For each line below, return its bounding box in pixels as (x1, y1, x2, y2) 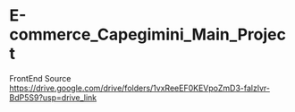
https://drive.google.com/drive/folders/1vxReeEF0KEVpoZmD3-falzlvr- (9, 82, 271, 93)
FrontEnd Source (9, 73, 72, 83)
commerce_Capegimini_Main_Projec (9, 24, 286, 45)
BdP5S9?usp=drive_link (9, 91, 97, 103)
